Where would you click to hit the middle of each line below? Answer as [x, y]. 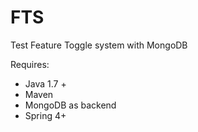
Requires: [30, 64]
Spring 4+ [45, 115]
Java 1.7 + [45, 83]
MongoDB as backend [70, 105]
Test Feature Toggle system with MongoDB [99, 45]
